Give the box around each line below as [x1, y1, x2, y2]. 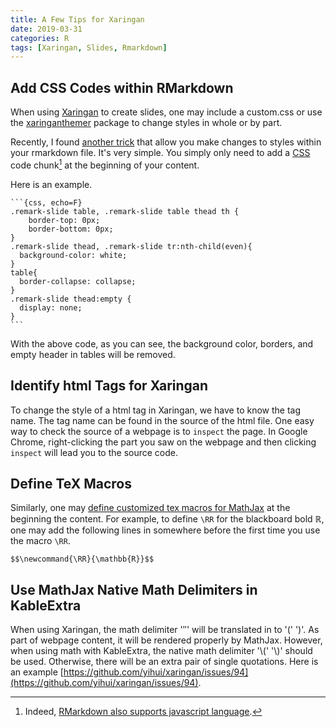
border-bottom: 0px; [28, 224, 114, 234]
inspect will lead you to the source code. [10, 446, 178, 458]
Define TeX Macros [10, 475, 133, 492]
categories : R [10, 33, 70, 43]
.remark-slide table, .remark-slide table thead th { [10, 206, 240, 216]
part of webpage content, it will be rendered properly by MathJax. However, [10, 634, 323, 646]
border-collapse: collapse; [19, 276, 137, 286]
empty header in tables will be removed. [10, 348, 176, 360]
